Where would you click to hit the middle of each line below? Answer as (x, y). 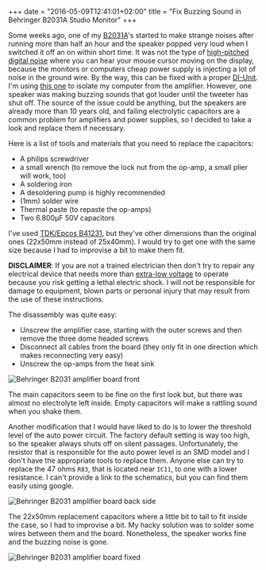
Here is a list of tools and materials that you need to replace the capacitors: (131, 143)
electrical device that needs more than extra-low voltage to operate (118, 274)
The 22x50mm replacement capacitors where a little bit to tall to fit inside (128, 516)
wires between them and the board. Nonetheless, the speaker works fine (127, 533)
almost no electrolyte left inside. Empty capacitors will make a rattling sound (133, 403)
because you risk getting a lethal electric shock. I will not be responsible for (132, 282)
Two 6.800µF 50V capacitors (67, 218)
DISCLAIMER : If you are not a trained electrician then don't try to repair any (132, 266)
